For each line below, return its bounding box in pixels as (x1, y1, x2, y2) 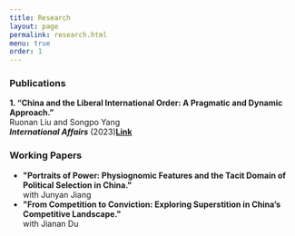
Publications (9, 77, 66, 90)
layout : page (9, 22, 59, 31)
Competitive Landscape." (22, 208, 122, 219)
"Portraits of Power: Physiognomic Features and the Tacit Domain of (22, 170, 286, 181)
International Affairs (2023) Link (9, 126, 133, 137)
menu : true (9, 38, 51, 48)
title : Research (9, 13, 71, 23)
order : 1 (9, 47, 43, 56)
